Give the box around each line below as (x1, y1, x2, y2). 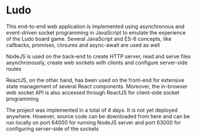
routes (6, 65, 22, 72)
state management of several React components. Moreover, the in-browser (6, 82, 188, 89)
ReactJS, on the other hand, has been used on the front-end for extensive (6, 77, 185, 84)
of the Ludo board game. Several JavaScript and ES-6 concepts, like (6, 35, 172, 42)
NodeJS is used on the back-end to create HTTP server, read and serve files (6, 53, 191, 60)
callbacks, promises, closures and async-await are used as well (6, 42, 160, 49)
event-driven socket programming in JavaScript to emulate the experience (6, 29, 186, 36)
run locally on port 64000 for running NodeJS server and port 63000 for (6, 119, 181, 126)
